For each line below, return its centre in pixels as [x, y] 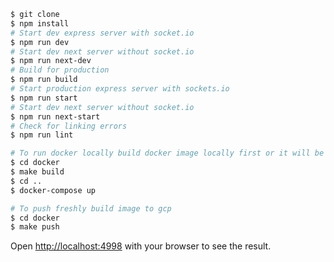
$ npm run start [44, 98]
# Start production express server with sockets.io [120, 89]
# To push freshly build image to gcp [91, 208]
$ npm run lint [42, 135]
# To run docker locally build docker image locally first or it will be [167, 153]
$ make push [35, 227]
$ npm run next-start [55, 116]
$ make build [37, 172]
